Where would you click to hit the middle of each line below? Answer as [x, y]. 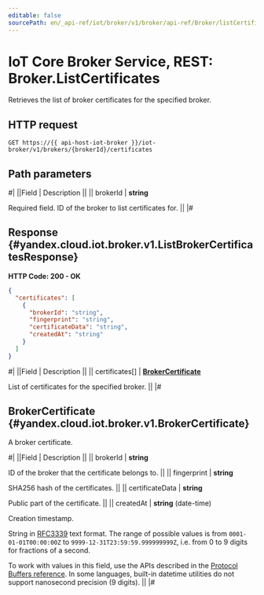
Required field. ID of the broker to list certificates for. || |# [101, 208]
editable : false [35, 15]
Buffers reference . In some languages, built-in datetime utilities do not [121, 574]
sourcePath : [27, 23]
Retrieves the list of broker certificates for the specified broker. [110, 100]
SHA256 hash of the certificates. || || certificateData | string [105, 488]
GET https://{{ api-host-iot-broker [68, 143]
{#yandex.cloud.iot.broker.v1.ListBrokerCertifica [131, 245]
